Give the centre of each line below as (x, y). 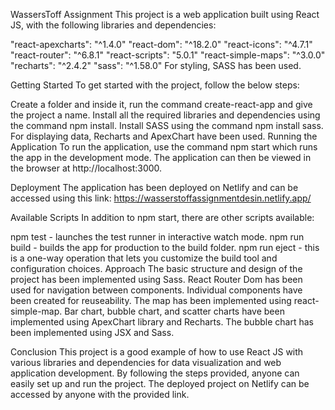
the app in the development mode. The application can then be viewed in (161, 157)
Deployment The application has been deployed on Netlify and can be (154, 187)
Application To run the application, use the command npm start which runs (164, 147)
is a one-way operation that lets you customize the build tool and (144, 258)
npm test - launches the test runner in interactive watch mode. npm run (157, 237)
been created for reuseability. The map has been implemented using (151, 300)
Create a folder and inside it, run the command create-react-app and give (161, 104)
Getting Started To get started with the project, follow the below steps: (155, 85)
